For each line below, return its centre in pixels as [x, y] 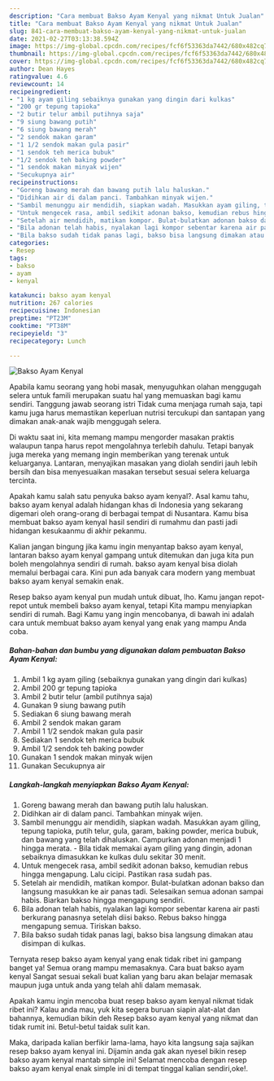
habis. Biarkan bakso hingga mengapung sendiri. [103, 900]
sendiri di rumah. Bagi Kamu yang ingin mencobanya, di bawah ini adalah [132, 615]
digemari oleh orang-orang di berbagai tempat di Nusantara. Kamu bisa [129, 514]
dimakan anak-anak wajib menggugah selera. [85, 422]
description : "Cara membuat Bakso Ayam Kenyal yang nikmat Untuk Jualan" [137, 16]
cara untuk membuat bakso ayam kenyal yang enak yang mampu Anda [128, 623]
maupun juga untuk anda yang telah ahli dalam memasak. [105, 985]
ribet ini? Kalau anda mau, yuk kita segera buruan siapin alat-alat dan [125, 1009]
